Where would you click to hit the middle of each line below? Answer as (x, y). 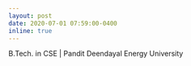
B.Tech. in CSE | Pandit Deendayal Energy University (96, 54)
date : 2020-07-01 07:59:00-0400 (63, 23)
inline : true (30, 31)
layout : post (30, 16)
